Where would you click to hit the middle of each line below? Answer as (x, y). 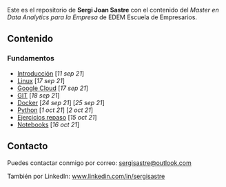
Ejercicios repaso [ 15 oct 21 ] (57, 117)
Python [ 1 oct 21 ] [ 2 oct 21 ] (55, 110)
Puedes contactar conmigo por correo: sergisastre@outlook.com (99, 163)
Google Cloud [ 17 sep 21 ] (52, 88)
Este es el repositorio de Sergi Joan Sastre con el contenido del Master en (113, 10)
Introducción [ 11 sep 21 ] (51, 73)
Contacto (28, 146)
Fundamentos (31, 58)
